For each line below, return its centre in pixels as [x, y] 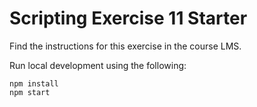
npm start [30, 92]
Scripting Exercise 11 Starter [128, 18]
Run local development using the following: [98, 65]
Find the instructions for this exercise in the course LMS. [125, 46]
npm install [34, 83]
